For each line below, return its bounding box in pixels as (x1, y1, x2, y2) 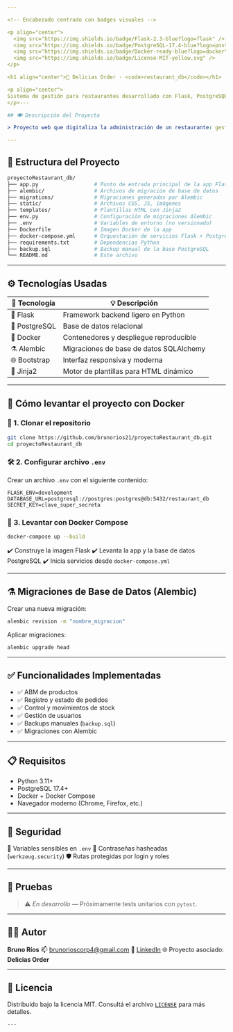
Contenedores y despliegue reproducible (62, 333, 196, 343)
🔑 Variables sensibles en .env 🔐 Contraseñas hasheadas (7, 844, 168, 853)
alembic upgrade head (7, 644, 70, 650)
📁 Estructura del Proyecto (7, 156, 120, 167)
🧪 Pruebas (7, 881, 53, 893)
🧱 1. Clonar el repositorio (7, 418, 92, 428)
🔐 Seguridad (7, 826, 62, 837)
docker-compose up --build (7, 533, 85, 541)
